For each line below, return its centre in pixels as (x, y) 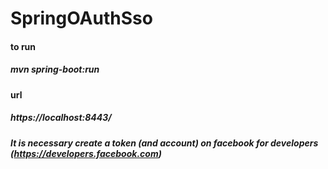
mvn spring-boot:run (55, 69)
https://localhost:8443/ (61, 118)
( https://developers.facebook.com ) (86, 153)
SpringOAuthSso (81, 18)
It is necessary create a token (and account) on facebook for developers (164, 143)
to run (23, 46)
